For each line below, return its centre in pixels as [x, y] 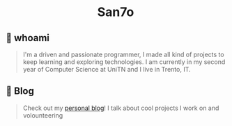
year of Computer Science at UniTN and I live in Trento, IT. [107, 69]
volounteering [43, 115]
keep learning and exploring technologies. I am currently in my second [124, 62]
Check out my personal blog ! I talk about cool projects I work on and [121, 108]
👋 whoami [28, 38]
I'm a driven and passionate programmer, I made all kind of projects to [123, 54]
